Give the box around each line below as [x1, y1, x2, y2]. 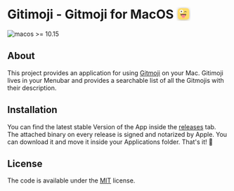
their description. [7, 84, 57, 92]
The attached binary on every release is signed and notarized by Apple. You [7, 130, 227, 138]
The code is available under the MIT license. [7, 176, 136, 185]
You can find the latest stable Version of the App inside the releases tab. [7, 122, 216, 131]
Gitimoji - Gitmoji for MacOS [7, 6, 174, 22]
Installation [7, 104, 58, 116]
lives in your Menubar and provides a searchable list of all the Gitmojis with [7, 76, 224, 84]
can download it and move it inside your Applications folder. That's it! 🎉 [7, 138, 213, 146]
